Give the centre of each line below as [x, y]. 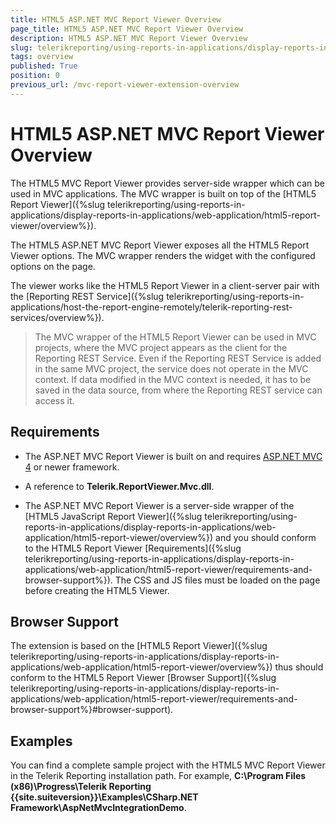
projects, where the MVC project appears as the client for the [161, 347]
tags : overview [42, 57]
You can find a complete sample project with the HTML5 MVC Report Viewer [168, 765]
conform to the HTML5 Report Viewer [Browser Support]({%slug [143, 678]
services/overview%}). [57, 317]
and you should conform [266, 537]
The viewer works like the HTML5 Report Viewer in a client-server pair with [165, 285]
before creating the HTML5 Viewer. [97, 590]
